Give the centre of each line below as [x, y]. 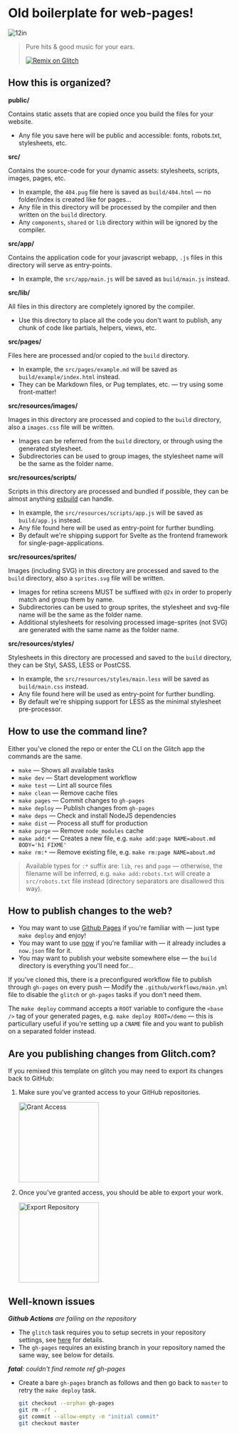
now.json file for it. [45, 951]
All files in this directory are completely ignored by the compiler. [101, 306]
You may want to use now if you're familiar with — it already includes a [122, 943]
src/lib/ [19, 292]
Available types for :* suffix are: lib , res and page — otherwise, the [124, 866]
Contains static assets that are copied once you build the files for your [111, 114]
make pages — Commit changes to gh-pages [81, 800]
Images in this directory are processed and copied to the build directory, [115, 419]
